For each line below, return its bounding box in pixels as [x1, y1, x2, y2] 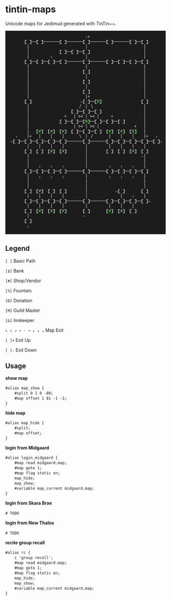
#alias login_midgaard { [5, 455, 58, 460]
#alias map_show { [5, 386, 44, 391]
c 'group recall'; [14, 556, 53, 561]
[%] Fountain [5, 287, 32, 293]
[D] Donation [5, 297, 33, 304]
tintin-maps [5, 4, 56, 15]
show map [5, 375, 28, 381]
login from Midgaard [5, 445, 49, 451]
